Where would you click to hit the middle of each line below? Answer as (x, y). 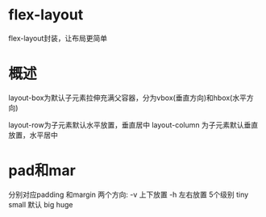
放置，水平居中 (33, 135)
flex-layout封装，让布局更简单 (58, 38)
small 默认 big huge (41, 204)
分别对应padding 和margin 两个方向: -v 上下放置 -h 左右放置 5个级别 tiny (129, 194)
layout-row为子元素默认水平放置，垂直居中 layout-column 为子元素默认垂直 (133, 125)
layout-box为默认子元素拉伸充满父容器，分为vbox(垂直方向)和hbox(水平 (128, 98)
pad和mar (42, 171)
